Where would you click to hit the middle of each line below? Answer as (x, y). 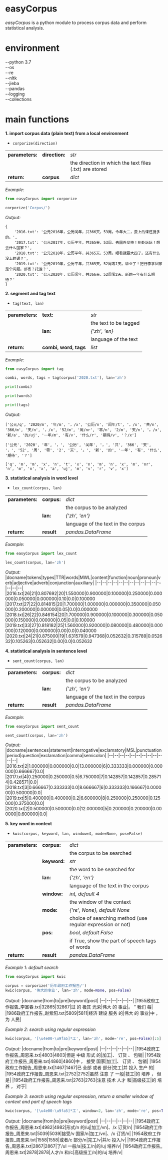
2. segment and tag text (30, 293)
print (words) (19, 396)
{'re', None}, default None (99, 910)
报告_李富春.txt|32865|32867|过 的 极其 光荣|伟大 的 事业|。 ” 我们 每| (81, 1007)
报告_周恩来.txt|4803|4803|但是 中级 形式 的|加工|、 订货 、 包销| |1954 (83, 1055)
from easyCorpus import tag (34, 369)
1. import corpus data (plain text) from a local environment (67, 133)
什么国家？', (20, 248)
